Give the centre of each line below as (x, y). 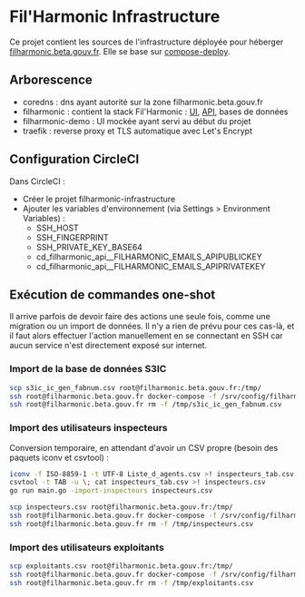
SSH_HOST (57, 228)
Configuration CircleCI (74, 159)
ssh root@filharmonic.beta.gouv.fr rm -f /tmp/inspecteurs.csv (132, 524)
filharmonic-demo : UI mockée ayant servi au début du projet (137, 121)
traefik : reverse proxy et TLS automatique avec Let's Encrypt (137, 131)
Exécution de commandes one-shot (113, 294)
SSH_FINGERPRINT (72, 237)
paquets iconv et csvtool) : (59, 457)
